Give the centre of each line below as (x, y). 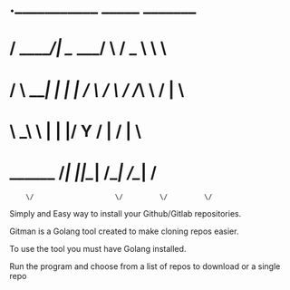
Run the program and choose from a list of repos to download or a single (145, 266)
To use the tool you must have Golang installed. (98, 248)
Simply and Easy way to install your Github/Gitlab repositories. (126, 213)
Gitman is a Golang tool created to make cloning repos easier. (124, 231)
